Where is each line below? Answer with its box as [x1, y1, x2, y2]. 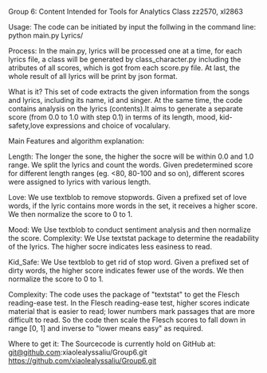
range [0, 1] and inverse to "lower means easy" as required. [8, 324, 203, 333]
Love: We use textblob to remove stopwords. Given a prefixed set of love [8, 193, 247, 202]
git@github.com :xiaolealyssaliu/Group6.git [8, 347, 147, 357]
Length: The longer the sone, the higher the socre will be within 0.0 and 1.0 [8, 151, 254, 161]
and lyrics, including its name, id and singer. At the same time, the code [8, 96, 243, 104]
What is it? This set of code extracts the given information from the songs [8, 87, 249, 96]
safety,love [8, 121, 45, 130]
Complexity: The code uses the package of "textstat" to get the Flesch [8, 290, 240, 299]
